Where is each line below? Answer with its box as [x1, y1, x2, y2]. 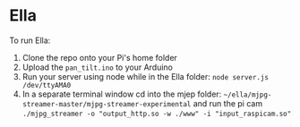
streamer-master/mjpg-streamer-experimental [21, 99, 192, 108]
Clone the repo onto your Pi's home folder [21, 52, 177, 63]
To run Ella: [9, 35, 51, 46]
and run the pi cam [193, 97, 262, 108]
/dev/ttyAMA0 [21, 80, 72, 89]
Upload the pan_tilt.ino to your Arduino [21, 62, 173, 72]
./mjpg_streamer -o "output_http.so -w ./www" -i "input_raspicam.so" [21, 109, 292, 118]
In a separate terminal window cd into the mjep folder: [21, 89, 222, 99]
